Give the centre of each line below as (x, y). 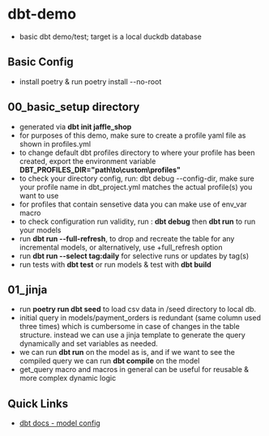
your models (40, 230)
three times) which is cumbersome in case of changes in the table (129, 327)
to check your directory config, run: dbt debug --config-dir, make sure (137, 178)
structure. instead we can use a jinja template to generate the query (132, 335)
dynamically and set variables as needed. (89, 344)
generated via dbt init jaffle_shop (75, 126)
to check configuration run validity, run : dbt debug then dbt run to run (137, 221)
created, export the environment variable (88, 161)
